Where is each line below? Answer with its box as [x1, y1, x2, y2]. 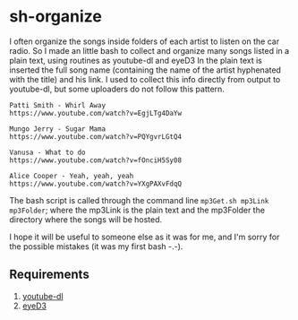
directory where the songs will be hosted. [9, 213, 163, 225]
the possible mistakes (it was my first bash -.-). [9, 240, 183, 252]
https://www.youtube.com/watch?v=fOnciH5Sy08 [9, 155, 182, 165]
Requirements [9, 267, 89, 282]
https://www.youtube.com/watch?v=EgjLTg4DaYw [9, 108, 182, 117]
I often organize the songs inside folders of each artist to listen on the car [9, 36, 280, 47]
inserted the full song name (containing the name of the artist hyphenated [9, 65, 282, 75]
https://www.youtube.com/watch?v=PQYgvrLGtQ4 [9, 132, 182, 141]
